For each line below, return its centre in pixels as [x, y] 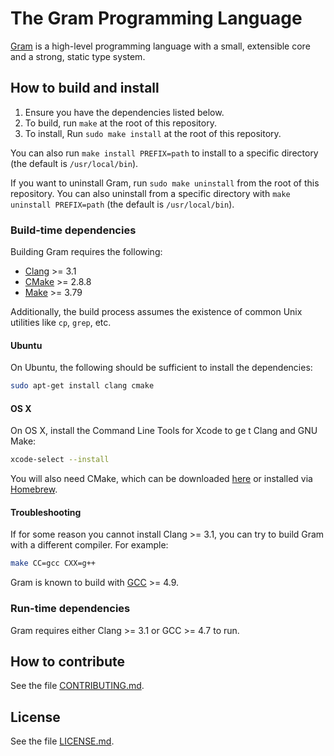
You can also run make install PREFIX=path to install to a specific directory [164, 153]
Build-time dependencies [73, 230]
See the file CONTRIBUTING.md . [77, 686]
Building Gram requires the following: [86, 252]
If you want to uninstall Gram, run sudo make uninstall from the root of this [165, 183]
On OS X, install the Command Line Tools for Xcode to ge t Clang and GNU [164, 431]
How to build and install [85, 88]
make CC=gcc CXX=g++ [53, 563]
